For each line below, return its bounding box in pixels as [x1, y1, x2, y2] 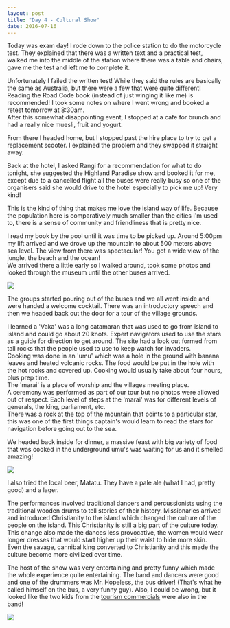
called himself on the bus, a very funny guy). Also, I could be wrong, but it [7, 585, 216, 594]
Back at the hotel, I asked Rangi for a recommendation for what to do [7, 162, 202, 170]
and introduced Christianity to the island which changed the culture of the [7, 514, 216, 522]
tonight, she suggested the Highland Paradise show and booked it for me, [7, 169, 216, 177]
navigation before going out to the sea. [7, 425, 117, 433]
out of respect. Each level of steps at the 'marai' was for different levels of [7, 395, 217, 404]
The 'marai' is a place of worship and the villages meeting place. [7, 381, 189, 389]
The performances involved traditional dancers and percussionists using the [7, 499, 223, 508]
